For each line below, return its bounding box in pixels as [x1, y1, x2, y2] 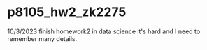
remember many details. [7, 34, 78, 42]
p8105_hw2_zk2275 [7, 4, 127, 20]
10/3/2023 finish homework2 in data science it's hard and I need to [7, 27, 201, 35]
